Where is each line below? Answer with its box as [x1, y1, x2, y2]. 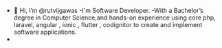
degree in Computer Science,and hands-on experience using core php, [13, 14, 217, 22]
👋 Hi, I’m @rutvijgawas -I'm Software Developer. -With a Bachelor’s [13, 7, 204, 14]
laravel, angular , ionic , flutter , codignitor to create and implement [13, 21, 203, 28]
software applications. [13, 28, 77, 36]
